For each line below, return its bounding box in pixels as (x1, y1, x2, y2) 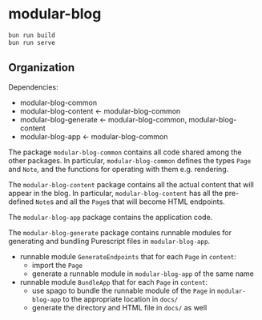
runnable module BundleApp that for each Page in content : (19, 277, 208, 286)
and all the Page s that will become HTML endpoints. (55, 197, 226, 206)
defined (8, 197, 34, 206)
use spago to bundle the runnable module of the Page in (31, 286, 216, 295)
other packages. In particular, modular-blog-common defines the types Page (8, 155, 252, 165)
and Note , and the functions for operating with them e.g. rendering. (8, 164, 229, 174)
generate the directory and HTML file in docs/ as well (31, 302, 208, 312)
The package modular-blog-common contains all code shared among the (8, 147, 242, 157)
